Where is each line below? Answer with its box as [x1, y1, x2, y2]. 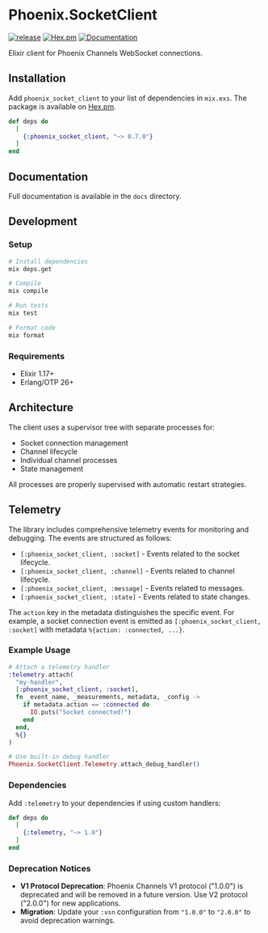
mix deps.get [8, 265, 52, 273]
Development [8, 214, 78, 228]
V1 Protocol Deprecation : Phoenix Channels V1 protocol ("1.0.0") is [19, 881, 244, 891]
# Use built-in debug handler [8, 753, 111, 761]
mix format [8, 331, 45, 339]
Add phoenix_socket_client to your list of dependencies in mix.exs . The [8, 93, 248, 103]
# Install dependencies [8, 257, 89, 265]
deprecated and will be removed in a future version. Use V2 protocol [19, 890, 249, 900]
